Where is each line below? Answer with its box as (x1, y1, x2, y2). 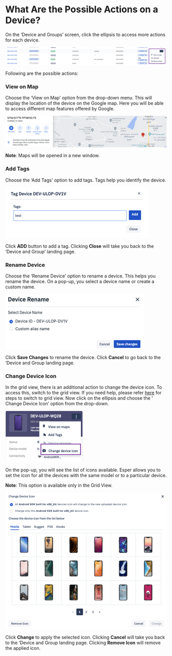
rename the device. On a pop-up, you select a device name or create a (5, 278, 155, 284)
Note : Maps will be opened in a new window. (5, 152, 100, 158)
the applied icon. (5, 645, 41, 651)
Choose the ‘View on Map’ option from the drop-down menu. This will (5, 95, 152, 101)
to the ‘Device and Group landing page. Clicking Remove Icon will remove (5, 640, 161, 646)
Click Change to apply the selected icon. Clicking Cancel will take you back (5, 634, 165, 640)
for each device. (5, 37, 40, 43)
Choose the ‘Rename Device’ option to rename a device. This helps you (5, 273, 156, 279)
